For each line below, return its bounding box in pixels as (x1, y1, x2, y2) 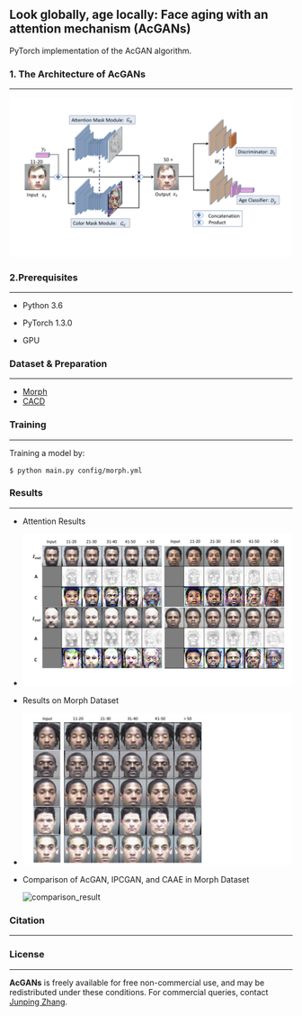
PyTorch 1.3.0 (22, 317, 73, 328)
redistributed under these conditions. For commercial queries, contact (9, 986, 269, 997)
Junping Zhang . (9, 996, 68, 1007)
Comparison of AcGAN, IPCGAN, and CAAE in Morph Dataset (22, 874, 250, 885)
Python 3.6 (22, 299, 63, 310)
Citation (9, 914, 45, 927)
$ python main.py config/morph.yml (9, 466, 143, 475)
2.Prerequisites (9, 270, 78, 283)
